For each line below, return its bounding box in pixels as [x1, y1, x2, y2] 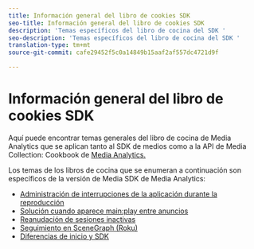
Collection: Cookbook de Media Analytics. [8, 150, 146, 159]
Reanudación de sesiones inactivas [19, 214, 136, 224]
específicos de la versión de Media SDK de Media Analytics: [8, 173, 205, 183]
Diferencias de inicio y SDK [19, 231, 110, 241]
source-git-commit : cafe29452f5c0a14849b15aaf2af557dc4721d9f [8, 49, 219, 56]
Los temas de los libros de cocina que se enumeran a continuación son [8, 165, 241, 175]
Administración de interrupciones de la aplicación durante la [19, 189, 217, 199]
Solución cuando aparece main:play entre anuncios [19, 206, 189, 216]
